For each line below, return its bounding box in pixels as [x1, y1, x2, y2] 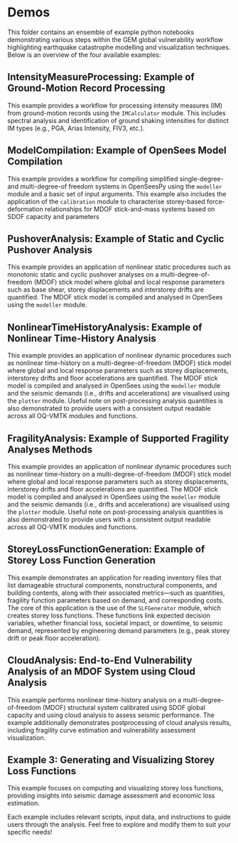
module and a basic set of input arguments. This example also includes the [7, 189, 227, 198]
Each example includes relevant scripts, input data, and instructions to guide [7, 812, 231, 822]
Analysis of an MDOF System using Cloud [7, 666, 195, 678]
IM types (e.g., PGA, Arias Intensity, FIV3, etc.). [7, 124, 145, 132]
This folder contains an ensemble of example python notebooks [7, 28, 194, 36]
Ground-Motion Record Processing [7, 83, 166, 95]
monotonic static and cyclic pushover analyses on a [7, 270, 159, 279]
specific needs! [7, 828, 53, 837]
